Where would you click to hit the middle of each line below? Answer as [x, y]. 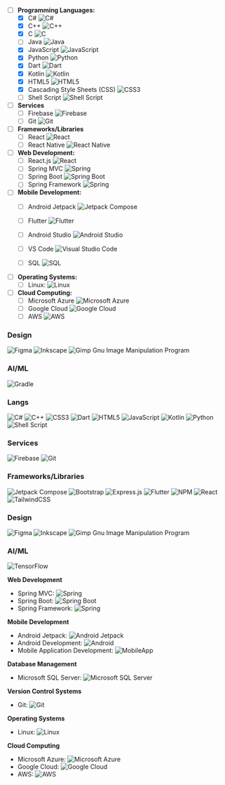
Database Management [42, 664]
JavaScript [43, 50]
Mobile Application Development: [65, 651]
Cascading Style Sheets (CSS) [71, 89]
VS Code [41, 249]
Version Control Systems [45, 692]
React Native [46, 145]
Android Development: [50, 643]
